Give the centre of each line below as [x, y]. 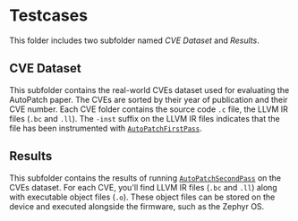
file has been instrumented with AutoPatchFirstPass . [106, 128]
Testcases [48, 16]
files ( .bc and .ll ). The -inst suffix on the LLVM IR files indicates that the [145, 118]
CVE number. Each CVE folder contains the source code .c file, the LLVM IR [149, 109]
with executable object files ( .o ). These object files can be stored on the [142, 197]
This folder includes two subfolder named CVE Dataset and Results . [134, 40]
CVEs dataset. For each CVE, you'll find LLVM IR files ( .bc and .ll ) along [143, 187]
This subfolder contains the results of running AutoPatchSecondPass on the [145, 178]
